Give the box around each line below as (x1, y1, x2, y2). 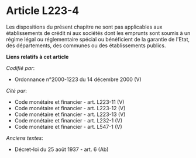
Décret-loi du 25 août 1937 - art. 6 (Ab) (14, 146, 109, 153)
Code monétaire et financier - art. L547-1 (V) (14, 123, 123, 130)
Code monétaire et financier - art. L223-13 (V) (14, 111, 126, 118)
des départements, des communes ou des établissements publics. (6, 42, 166, 49)
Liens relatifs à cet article (6, 53, 69, 60)
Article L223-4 (6, 4, 80, 17)
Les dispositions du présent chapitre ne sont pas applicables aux (6, 23, 163, 30)
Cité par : (6, 87, 27, 94)
